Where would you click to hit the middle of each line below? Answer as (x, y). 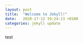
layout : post (19, 10)
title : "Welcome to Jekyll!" (36, 14)
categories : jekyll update (33, 23)
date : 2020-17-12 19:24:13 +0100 (42, 19)
